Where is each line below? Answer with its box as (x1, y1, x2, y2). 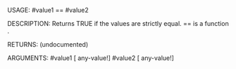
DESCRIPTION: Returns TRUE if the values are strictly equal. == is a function (7, 20, 229, 27)
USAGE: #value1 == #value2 (7, 6, 89, 14)
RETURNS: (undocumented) (7, 40, 89, 48)
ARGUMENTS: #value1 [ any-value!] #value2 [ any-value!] (7, 54, 175, 62)
